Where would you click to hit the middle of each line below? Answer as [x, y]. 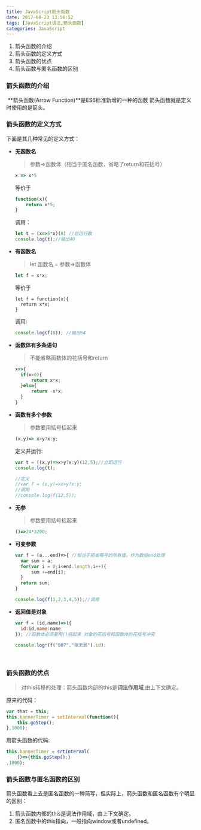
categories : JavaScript [36, 28]
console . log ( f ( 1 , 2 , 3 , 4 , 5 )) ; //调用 [57, 600]
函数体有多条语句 [36, 345]
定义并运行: [29, 451]
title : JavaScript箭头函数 [38, 12]
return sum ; [35, 583]
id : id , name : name [41, 629]
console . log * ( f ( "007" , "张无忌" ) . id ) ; [60, 645]
